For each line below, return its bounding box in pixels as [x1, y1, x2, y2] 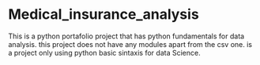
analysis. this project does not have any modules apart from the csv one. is [8, 39, 253, 49]
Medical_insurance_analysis [8, 5, 199, 23]
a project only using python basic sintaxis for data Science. [8, 48, 201, 57]
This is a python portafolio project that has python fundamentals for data [8, 31, 245, 41]
